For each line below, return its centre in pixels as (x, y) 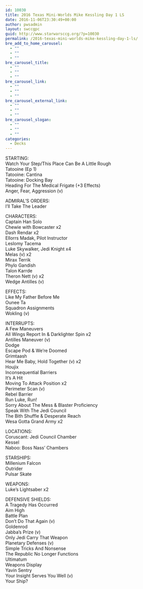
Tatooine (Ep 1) (21, 169)
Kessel (12, 442)
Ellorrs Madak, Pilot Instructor (37, 238)
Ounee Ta (16, 303)
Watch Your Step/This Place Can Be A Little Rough (58, 164)
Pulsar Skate (19, 474)
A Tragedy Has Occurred (32, 505)
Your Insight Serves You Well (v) (39, 576)
